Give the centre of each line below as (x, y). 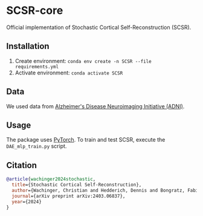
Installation (28, 46)
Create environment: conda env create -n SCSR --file (83, 61)
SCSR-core (35, 11)
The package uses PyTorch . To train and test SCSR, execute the (86, 140)
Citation (22, 165)
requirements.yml (37, 67)
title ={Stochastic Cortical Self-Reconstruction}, (77, 185)
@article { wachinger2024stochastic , (51, 179)
